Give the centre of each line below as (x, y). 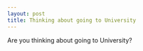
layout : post (26, 14)
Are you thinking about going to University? (70, 40)
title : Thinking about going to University (72, 20)
